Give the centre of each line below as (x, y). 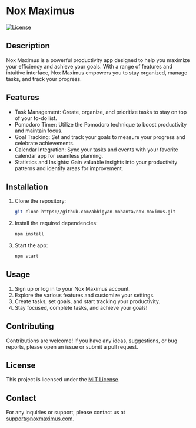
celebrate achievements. (44, 143)
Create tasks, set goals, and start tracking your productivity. (87, 301)
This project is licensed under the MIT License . (63, 380)
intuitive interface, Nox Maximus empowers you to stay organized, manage (97, 73)
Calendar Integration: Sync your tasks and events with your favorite (96, 150)
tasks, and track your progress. (44, 79)
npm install (29, 234)
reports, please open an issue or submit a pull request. (72, 346)
